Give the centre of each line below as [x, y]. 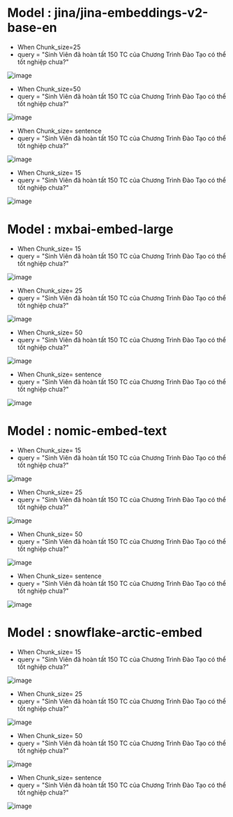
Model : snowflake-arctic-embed [105, 633]
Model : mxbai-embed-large [90, 229]
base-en [32, 28]
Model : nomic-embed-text [87, 431]
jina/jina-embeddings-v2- [131, 13]
